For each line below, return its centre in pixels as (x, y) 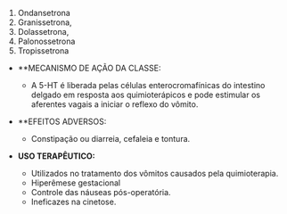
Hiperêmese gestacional (76, 183)
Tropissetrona (43, 51)
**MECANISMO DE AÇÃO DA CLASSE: (89, 68)
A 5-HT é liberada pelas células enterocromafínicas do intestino (148, 85)
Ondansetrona (44, 13)
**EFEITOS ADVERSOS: (62, 121)
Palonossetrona (46, 41)
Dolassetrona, (43, 32)
